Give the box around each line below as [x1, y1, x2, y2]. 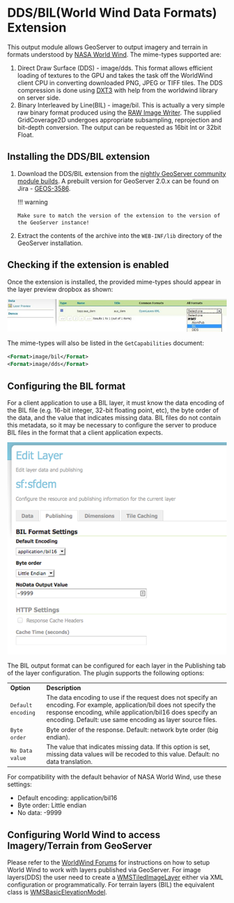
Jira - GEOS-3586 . [17, 184, 71, 193]
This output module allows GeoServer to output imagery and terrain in [7, 43, 208, 51]
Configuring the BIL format [7, 380, 126, 392]
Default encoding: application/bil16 [17, 794, 118, 802]
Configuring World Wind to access [7, 829, 161, 841]
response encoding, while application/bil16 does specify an [46, 708, 218, 717]
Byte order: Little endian [17, 801, 87, 809]
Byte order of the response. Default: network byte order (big [46, 725, 219, 734]
